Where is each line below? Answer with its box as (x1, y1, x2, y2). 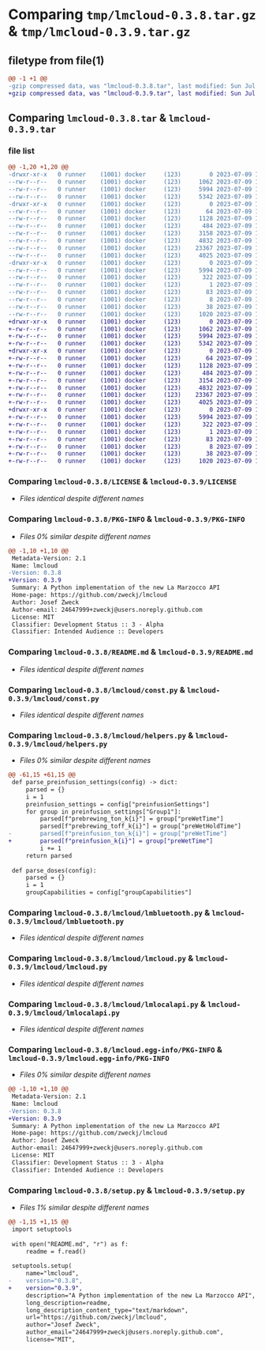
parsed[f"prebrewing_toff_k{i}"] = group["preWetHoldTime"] (39, 822, 242, 831)
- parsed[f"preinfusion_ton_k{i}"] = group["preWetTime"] (8, 830, 227, 838)
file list (8, 145, 35, 156)
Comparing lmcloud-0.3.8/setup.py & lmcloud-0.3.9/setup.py (8, 1184, 245, 1195)
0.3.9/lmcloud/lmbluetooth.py (8, 917, 125, 926)
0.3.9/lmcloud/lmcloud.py (8, 963, 108, 972)
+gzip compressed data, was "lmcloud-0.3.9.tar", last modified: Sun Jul (8, 89, 256, 97)
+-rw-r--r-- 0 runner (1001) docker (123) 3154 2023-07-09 (8, 376, 252, 384)
